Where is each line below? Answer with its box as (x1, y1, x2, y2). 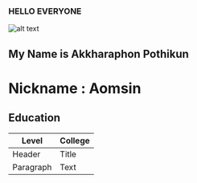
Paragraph (12, 161, 52, 173)
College (60, 135, 90, 146)
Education (8, 111, 61, 125)
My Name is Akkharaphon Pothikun (8, 47, 189, 61)
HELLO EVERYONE (8, 6, 82, 17)
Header (12, 148, 41, 160)
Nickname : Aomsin (8, 79, 142, 97)
